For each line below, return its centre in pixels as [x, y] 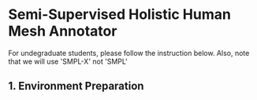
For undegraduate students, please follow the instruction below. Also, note [129, 53]
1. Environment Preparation [76, 86]
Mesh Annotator [63, 31]
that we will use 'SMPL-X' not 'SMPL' [68, 61]
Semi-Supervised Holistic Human [119, 15]
